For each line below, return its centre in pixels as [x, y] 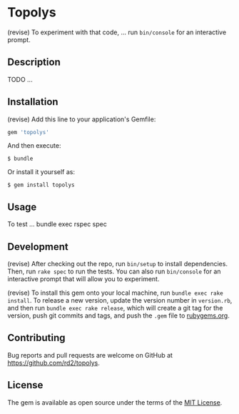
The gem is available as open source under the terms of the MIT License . [115, 402]
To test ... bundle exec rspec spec [57, 224]
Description [34, 62]
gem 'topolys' [29, 132]
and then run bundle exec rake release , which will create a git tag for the [115, 308]
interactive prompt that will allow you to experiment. [83, 279]
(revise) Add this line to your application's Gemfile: [82, 119]
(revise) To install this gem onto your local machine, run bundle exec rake [115, 293]
